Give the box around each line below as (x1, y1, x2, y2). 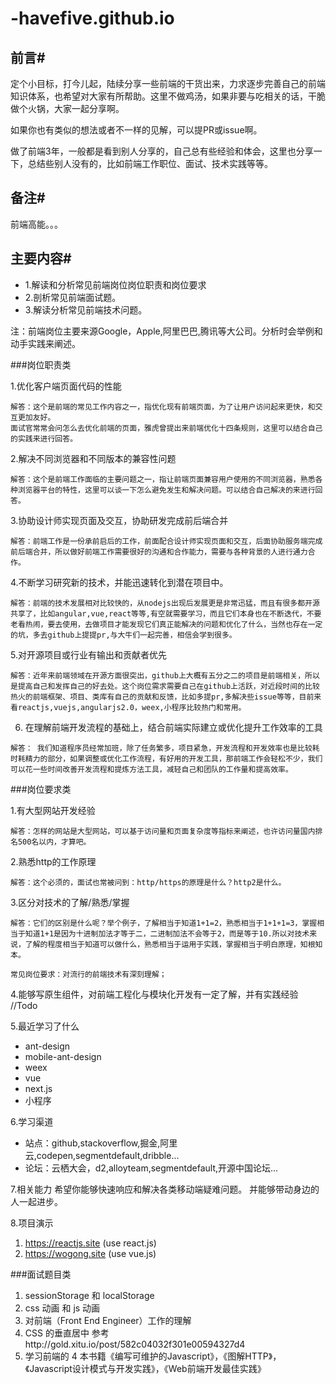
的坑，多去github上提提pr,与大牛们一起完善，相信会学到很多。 (10, 630, 237, 640)
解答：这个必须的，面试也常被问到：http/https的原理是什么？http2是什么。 (10, 877, 287, 887)
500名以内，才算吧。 (17, 837, 92, 847)
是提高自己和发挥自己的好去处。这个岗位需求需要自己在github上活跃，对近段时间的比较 (10, 681, 320, 691)
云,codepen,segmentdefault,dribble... (24, 1149, 180, 1161)
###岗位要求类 (10, 783, 72, 795)
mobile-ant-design (24, 1050, 102, 1062)
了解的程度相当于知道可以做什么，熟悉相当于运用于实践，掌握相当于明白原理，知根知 (24, 939, 323, 949)
